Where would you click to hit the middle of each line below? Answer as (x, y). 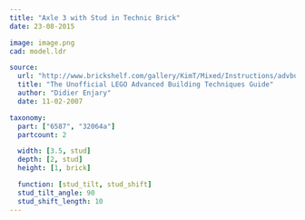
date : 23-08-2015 (42, 26)
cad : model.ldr (38, 51)
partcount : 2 (42, 135)
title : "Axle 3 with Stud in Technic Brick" (95, 18)
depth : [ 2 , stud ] (50, 160)
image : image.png (42, 43)
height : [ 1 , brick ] (54, 168)
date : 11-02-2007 (50, 101)
